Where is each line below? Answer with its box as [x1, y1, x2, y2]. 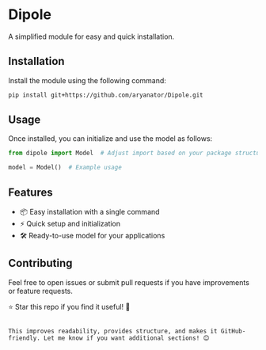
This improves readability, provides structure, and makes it [8, 327, 218, 335]
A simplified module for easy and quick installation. [8, 32, 175, 41]
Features [8, 185, 53, 199]
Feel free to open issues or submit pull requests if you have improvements [8, 277, 249, 287]
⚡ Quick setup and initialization [19, 219, 121, 228]
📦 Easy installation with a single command [19, 207, 160, 216]
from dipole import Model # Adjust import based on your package [8, 149, 232, 158]
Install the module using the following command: [8, 75, 166, 85]
